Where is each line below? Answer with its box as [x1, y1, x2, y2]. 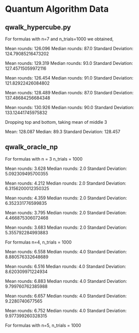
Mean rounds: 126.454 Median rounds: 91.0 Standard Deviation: [5, 75, 134, 81]
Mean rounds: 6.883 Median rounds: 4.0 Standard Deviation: [5, 278, 127, 284]
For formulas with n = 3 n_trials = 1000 [5, 156, 83, 162]
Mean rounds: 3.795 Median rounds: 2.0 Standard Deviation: [5, 210, 127, 216]
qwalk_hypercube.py [5, 23, 71, 31]
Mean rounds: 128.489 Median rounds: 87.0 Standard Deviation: [5, 90, 134, 95]
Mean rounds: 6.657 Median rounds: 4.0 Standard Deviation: [5, 293, 127, 299]
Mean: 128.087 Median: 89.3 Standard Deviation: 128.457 [5, 129, 121, 135]
